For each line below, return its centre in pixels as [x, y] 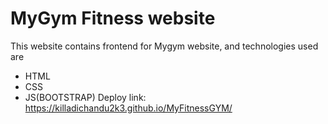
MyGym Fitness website [113, 18]
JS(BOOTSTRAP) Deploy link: [85, 97]
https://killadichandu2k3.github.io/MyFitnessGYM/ [128, 108]
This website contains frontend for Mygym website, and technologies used [164, 46]
